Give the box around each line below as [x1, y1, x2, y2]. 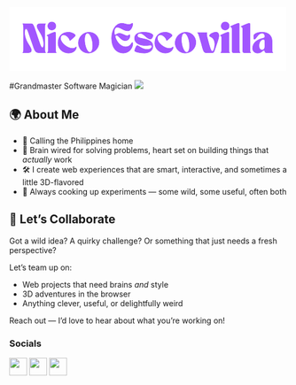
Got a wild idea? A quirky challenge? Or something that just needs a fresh [9, 235, 277, 246]
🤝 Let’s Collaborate [9, 212, 116, 227]
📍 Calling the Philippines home [21, 135, 134, 146]
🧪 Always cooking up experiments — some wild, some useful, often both [21, 186, 287, 196]
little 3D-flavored [21, 176, 84, 188]
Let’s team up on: [9, 262, 73, 273]
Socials [9, 337, 42, 350]
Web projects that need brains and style [21, 279, 169, 289]
